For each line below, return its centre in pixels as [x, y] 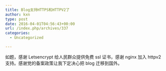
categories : [18, 33]
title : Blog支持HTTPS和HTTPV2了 [38, 10]
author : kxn [18, 14]
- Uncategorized [27, 38]
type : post [17, 19]
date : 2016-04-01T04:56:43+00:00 [40, 24]
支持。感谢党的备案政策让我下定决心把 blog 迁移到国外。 [64, 63]
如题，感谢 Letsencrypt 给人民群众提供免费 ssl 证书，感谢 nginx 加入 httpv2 [83, 57]
